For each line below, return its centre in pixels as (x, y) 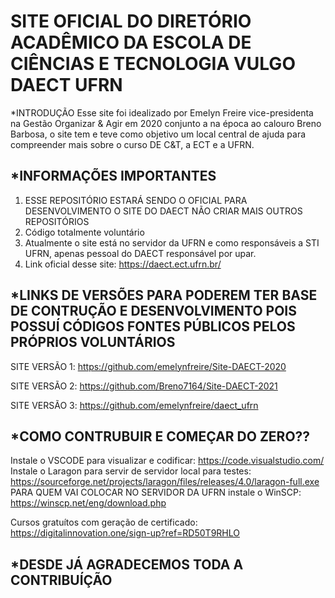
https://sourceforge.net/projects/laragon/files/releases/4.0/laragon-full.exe (165, 482)
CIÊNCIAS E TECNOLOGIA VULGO (153, 64)
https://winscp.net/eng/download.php (88, 503)
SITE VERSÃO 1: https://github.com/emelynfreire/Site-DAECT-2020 (148, 366)
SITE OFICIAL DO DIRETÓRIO (131, 21)
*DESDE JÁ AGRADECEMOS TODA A (127, 564)
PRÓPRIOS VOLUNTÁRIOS (93, 342)
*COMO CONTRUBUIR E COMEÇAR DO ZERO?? (160, 436)
